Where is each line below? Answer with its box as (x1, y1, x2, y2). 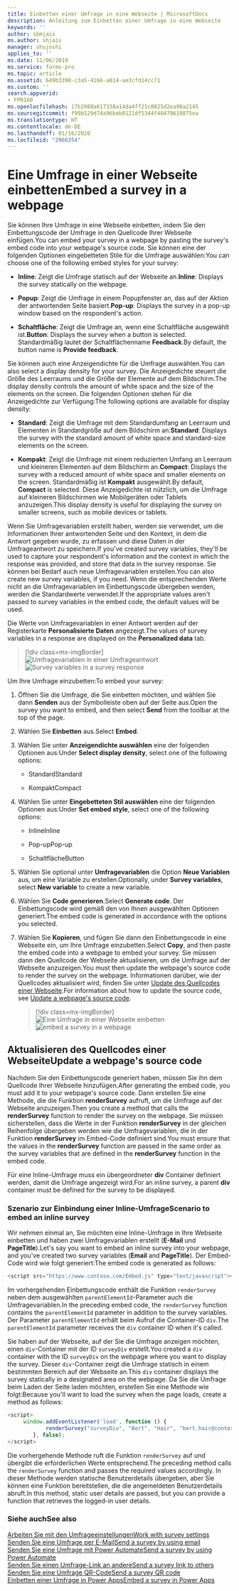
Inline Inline (28, 826, 60, 835)
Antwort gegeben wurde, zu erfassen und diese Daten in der (7, 537, 185, 546)
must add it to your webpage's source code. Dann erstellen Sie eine (7, 1089, 206, 1097)
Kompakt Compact (28, 784, 82, 792)
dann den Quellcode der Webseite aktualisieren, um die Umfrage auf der (17, 956, 230, 965)
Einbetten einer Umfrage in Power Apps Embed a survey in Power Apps (7, 1575, 216, 1584)
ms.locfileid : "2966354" (7, 136, 81, 143)
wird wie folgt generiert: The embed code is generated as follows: (24, 1259, 216, 1268)
